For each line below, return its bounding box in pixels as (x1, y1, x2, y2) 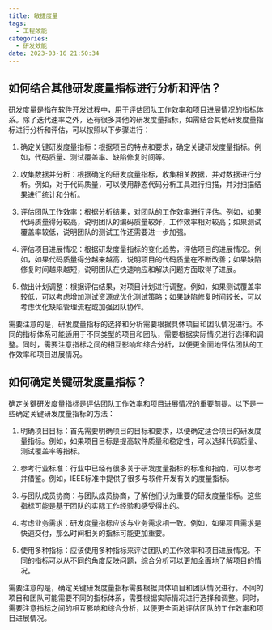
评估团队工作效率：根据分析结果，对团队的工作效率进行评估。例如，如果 (19, 206, 261, 216)
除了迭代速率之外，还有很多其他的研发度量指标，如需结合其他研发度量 (22, 114, 257, 124)
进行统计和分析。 (27, 189, 85, 199)
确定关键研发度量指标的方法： (15, 408, 115, 418)
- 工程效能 (15, 27, 48, 35)
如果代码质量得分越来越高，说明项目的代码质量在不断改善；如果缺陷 (34, 254, 261, 264)
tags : (8, 19, 27, 28)
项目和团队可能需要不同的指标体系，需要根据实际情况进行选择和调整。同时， (8, 593, 264, 602)
